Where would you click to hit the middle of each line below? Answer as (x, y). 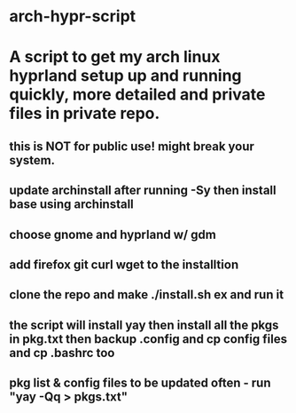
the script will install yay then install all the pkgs (144, 325)
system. (32, 160)
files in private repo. (85, 114)
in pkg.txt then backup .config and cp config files (148, 339)
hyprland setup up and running (125, 76)
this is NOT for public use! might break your (132, 146)
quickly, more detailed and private (137, 95)
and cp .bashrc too (62, 353)
